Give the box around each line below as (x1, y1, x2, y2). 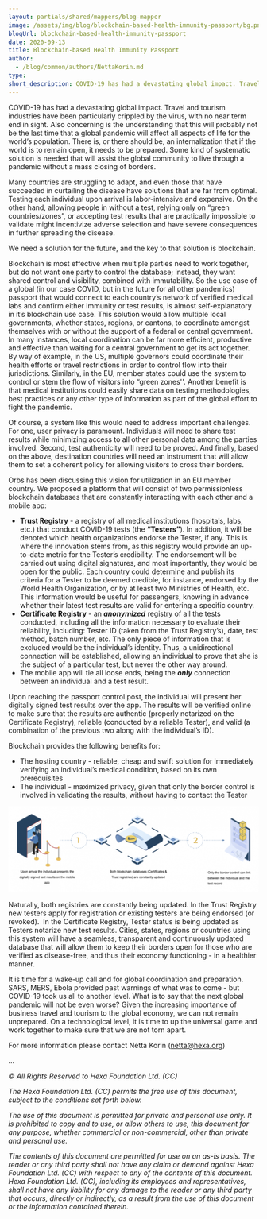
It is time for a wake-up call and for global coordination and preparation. (8, 974, 244, 985)
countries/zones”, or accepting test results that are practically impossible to (8, 211, 256, 220)
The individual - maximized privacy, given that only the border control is (19, 781, 256, 791)
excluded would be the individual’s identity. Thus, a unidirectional (19, 642, 234, 652)
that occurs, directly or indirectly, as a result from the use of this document (8, 1194, 254, 1203)
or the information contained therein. (8, 1202, 130, 1212)
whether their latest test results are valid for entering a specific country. (19, 600, 255, 609)
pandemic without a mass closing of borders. (8, 161, 157, 171)
